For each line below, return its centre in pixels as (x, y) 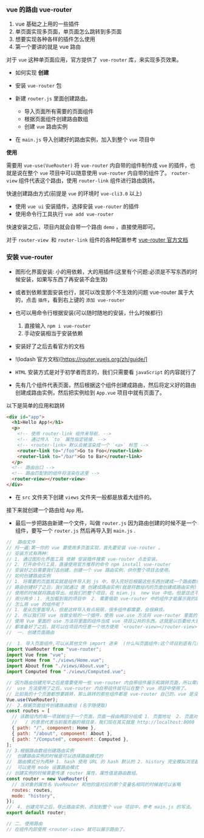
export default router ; (36, 813)
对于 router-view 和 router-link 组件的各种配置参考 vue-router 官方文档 (97, 240)
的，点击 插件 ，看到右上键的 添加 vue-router (70, 300)
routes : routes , (32, 790)
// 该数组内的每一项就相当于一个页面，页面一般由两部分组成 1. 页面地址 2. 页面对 (105, 717)
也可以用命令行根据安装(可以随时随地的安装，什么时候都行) (89, 313)
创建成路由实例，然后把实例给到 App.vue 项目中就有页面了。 (90, 392)
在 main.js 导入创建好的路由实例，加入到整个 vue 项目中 (85, 140)
